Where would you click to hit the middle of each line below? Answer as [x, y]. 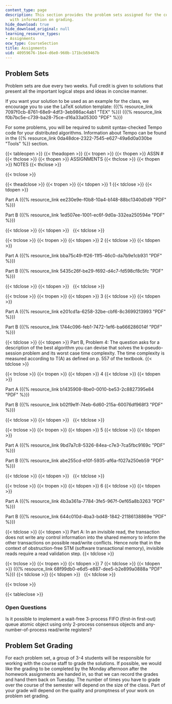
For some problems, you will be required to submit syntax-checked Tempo [84, 127]
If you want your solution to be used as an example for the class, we [77, 101]
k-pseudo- [152, 348]
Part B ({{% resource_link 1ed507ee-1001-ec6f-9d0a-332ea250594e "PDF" [85, 215]
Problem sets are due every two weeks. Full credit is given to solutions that [84, 86]
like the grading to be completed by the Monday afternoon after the [76, 669]
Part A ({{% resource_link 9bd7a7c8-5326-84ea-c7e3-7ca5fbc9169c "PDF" [85, 445]
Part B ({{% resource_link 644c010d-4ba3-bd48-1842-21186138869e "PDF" [86, 517]
